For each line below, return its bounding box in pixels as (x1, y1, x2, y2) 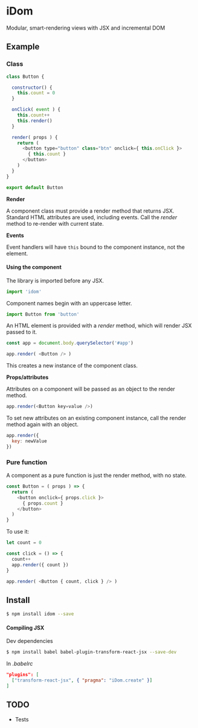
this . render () (17, 118, 53, 124)
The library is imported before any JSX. (6, 276, 104, 284)
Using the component (6, 264, 62, 271)
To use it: (6, 528, 30, 535)
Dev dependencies (6, 637, 53, 645)
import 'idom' (6, 289, 42, 295)
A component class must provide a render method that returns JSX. (6, 207, 174, 214)
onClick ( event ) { (11, 107, 61, 113)
